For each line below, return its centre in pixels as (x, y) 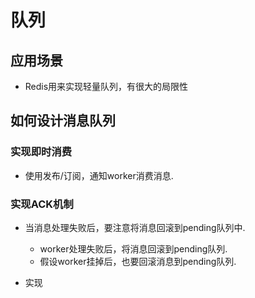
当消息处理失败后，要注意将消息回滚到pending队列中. (135, 227)
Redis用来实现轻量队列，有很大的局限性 (106, 86)
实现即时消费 (41, 152)
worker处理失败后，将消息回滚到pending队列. (133, 248)
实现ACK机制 (42, 204)
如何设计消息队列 (63, 121)
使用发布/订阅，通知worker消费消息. (99, 175)
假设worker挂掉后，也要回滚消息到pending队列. (138, 261)
